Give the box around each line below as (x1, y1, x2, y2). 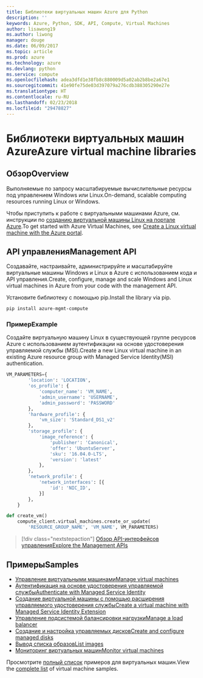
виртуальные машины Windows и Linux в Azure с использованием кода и (6, 269, 198, 277)
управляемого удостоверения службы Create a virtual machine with (15, 601, 189, 609)
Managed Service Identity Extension (15, 607, 106, 615)
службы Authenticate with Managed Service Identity (15, 588, 146, 596)
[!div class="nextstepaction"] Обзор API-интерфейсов (21, 535, 159, 543)
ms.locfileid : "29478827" (6, 105, 72, 111)
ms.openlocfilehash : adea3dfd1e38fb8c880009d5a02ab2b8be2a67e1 (6, 77, 170, 83)
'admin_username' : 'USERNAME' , (38, 394, 119, 400)
